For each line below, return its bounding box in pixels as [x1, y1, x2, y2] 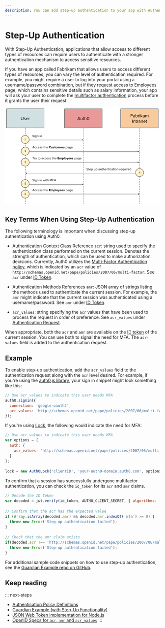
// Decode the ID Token [5, 493, 54, 498]
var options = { [5, 438, 38, 443]
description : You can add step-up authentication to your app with [5, 8, 146, 13]
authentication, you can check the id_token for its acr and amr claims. [5, 483, 146, 489]
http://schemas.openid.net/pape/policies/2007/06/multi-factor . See [12, 269, 155, 275]
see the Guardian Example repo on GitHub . [5, 564, 92, 570]
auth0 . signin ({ [5, 398, 36, 403]
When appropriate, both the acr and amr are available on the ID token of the [5, 329, 157, 335]
